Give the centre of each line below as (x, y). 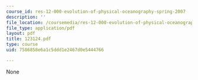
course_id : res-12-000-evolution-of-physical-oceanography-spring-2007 (96, 11)
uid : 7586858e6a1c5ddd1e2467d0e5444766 (55, 50)
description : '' (26, 17)
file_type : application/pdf (41, 28)
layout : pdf (21, 34)
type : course (22, 45)
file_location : (25, 22)
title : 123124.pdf (29, 39)
